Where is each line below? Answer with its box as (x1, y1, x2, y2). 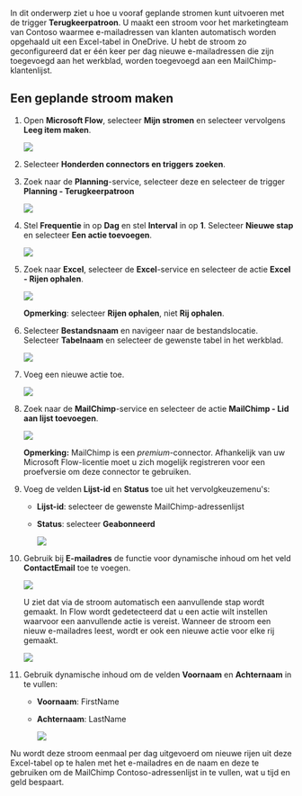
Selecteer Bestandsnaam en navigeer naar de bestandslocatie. (22, 325, 259, 335)
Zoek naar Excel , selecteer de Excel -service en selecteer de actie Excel (22, 264, 291, 274)
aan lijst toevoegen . (22, 413, 99, 424)
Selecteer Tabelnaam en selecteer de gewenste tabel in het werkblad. (22, 335, 284, 345)
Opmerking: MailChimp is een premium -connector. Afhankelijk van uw (22, 447, 286, 458)
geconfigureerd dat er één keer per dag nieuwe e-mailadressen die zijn (10, 46, 274, 57)
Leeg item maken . (22, 124, 92, 135)
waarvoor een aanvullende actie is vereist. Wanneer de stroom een (22, 615, 271, 626)
